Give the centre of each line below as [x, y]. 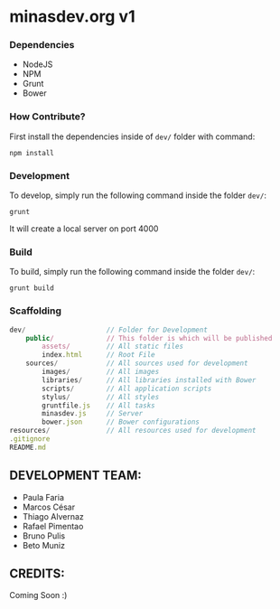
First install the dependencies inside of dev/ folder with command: [132, 136]
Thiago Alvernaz [53, 516]
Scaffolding [35, 311]
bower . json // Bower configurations [121, 422]
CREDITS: [37, 574]
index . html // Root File [98, 355]
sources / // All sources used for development [137, 363]
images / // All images [101, 372]
